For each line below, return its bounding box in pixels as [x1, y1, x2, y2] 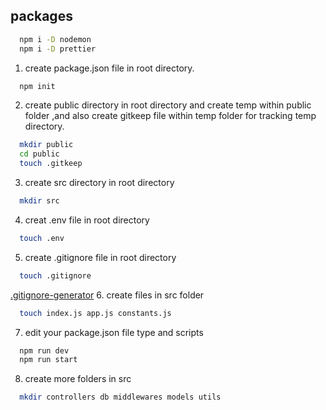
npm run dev [19, 345, 70, 356]
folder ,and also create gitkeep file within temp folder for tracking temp [24, 110, 317, 122]
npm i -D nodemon [19, 34, 92, 44]
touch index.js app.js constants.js [19, 308, 172, 318]
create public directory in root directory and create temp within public [24, 99, 312, 111]
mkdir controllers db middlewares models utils [19, 392, 222, 403]
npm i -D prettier [19, 44, 97, 54]
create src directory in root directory [24, 177, 175, 189]
